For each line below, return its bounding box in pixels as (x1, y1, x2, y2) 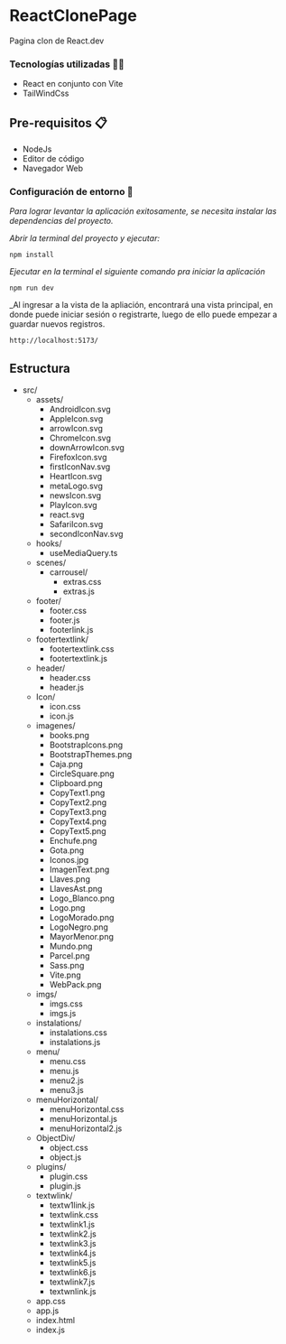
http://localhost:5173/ (9, 336, 99, 346)
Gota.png (49, 845, 85, 856)
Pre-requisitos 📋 (9, 115, 108, 131)
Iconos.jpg (49, 855, 89, 866)
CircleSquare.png (49, 768, 115, 779)
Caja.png (49, 759, 84, 770)
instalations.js (49, 1037, 101, 1048)
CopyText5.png (49, 826, 106, 837)
